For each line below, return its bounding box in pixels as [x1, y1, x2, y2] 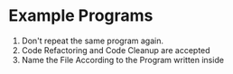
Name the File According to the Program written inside [21, 54, 225, 65]
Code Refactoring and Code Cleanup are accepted [21, 44, 210, 55]
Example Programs [8, 5, 154, 26]
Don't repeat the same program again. [21, 35, 164, 46]
